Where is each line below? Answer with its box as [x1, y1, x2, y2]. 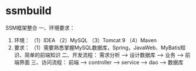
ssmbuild [5, 4, 52, 18]
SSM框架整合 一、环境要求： [5, 24, 75, 31]
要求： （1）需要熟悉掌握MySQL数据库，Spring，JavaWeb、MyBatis [13, 44, 181, 51]
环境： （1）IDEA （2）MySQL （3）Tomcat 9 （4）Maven [13, 36, 157, 43]
